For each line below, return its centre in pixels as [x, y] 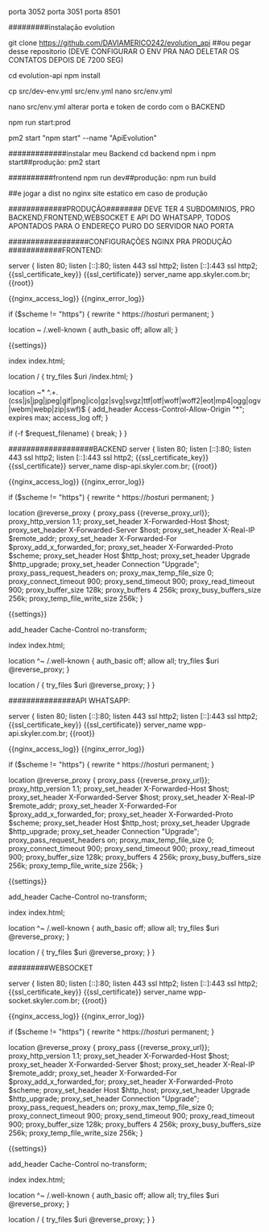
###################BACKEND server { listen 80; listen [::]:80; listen [130, 449]
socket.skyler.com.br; [44, 1000]
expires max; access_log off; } [58, 418]
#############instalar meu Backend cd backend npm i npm [112, 153]
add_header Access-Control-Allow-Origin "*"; [168, 409]
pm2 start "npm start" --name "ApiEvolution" [83, 138]
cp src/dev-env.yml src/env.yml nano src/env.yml [90, 91]
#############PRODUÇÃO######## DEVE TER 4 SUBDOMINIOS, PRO [132, 209]
